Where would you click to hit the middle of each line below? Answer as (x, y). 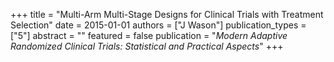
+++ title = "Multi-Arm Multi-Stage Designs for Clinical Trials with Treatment (167, 14)
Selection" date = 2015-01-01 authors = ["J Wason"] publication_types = (158, 25)
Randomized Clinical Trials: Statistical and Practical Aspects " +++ (147, 46)
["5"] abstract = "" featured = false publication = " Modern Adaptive (149, 35)
